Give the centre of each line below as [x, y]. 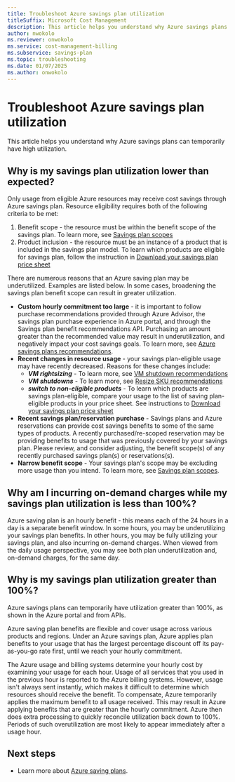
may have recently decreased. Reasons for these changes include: [114, 366]
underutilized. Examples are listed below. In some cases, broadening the [112, 285]
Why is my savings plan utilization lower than [108, 171]
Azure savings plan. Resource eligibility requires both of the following [107, 206]
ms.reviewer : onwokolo [40, 40]
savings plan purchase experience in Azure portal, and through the [114, 322]
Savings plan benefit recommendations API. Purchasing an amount [114, 329]
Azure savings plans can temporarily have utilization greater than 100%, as [115, 607]
